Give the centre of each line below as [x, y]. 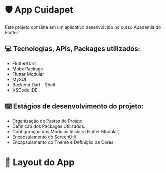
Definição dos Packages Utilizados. [49, 126]
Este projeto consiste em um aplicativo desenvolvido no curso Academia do [83, 27]
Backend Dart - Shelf [34, 84]
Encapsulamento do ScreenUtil [44, 137]
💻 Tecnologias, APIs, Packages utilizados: [73, 49]
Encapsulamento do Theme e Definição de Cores [63, 142]
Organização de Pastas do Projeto [47, 121]
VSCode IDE [25, 90]
